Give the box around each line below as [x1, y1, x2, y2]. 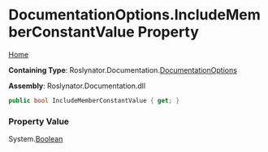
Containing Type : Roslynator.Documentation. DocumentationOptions [8, 65, 238, 74]
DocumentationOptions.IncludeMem [8, 6, 262, 24]
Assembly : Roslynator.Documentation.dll [8, 81, 146, 91]
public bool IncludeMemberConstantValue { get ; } [8, 96, 180, 104]
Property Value [8, 116, 70, 127]
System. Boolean [8, 134, 63, 144]
